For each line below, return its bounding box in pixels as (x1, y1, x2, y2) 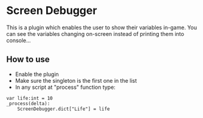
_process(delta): (6, 100, 50, 106)
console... (6, 36, 32, 44)
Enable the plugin (15, 71, 59, 78)
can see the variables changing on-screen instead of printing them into (6, 30, 184, 37)
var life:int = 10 (6, 95, 53, 101)
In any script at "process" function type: (15, 83, 115, 91)
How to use (6, 54, 50, 64)
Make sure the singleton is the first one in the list (15, 77, 137, 84)
